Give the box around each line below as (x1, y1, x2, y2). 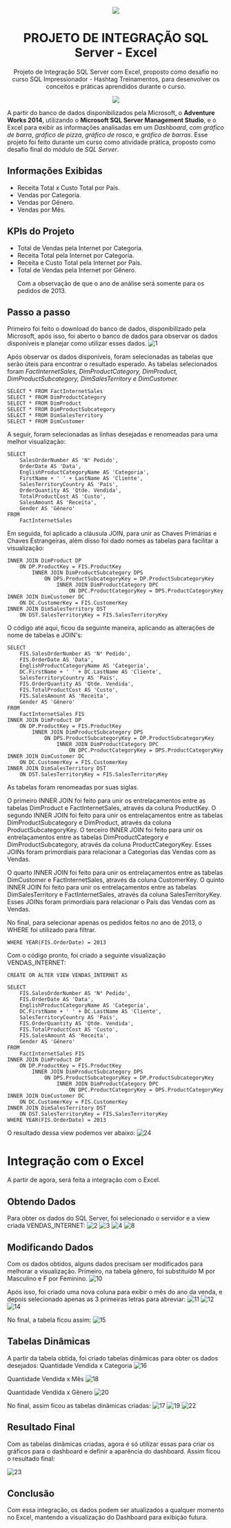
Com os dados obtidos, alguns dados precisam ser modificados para (7, 1259, 203, 1268)
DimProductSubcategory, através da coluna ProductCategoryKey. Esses (7, 841, 212, 849)
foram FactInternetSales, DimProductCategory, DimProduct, (7, 368, 178, 376)
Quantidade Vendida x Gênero (7, 1388, 93, 1396)
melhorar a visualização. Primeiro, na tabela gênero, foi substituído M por (7, 1267, 216, 1275)
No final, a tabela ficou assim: (7, 1316, 92, 1324)
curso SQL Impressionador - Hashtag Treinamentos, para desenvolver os (12, 74, 220, 83)
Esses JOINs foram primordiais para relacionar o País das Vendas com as (7, 898, 216, 906)
